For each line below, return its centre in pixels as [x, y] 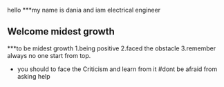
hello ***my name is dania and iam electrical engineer [84, 10]
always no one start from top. [49, 55]
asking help [34, 76]
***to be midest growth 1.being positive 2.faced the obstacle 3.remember [112, 48]
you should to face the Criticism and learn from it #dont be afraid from [117, 69]
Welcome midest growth [61, 31]
